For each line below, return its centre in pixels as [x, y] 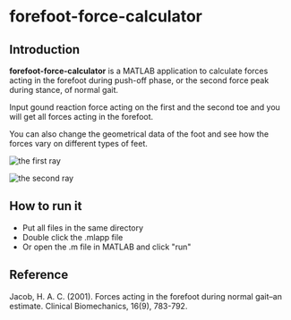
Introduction [45, 50]
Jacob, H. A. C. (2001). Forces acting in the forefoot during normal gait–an [145, 296]
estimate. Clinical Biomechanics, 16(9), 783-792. [98, 306]
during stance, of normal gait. [64, 90]
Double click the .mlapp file [73, 237]
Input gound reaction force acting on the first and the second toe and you [145, 107]
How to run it [46, 206]
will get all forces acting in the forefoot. [81, 117]
